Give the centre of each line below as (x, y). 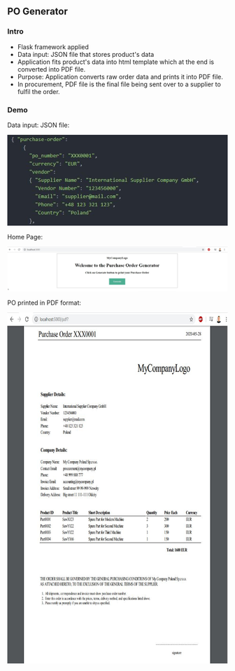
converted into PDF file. (51, 69)
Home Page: (25, 237)
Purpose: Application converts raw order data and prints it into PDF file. (120, 77)
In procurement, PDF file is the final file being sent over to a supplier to (119, 84)
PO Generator (37, 12)
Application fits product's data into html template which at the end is (116, 62)
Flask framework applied (53, 47)
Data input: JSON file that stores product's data (86, 54)
